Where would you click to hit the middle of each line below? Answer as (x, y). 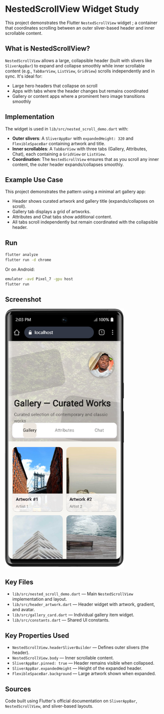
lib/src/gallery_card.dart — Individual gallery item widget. (73, 615)
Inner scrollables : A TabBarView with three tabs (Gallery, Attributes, (80, 149)
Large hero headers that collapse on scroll (55, 86)
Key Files (19, 582)
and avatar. (23, 610)
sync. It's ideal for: (24, 76)
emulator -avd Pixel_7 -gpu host (39, 279)
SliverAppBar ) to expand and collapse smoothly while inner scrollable (75, 65)
